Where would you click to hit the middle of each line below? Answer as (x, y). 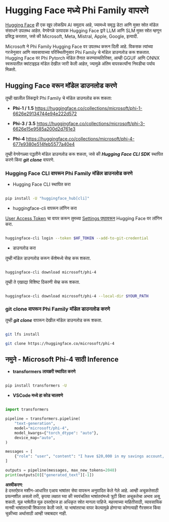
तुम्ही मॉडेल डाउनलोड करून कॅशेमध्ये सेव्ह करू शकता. (48, 258)
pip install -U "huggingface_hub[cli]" (47, 199)
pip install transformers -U (36, 386)
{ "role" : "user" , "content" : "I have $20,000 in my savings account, (90, 456)
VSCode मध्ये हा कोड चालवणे (38, 395)
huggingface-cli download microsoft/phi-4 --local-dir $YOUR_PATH (77, 296)
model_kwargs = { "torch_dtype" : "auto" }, (57, 433)
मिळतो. (11, 69)
